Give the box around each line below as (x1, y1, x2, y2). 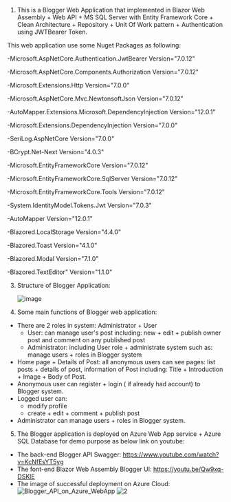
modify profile (27, 402, 67, 410)
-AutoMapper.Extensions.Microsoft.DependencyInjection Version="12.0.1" (7, 108, 216, 116)
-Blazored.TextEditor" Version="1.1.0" (7, 268, 113, 276)
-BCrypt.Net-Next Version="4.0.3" (7, 148, 104, 156)
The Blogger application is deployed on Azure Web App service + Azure (16, 430, 221, 438)
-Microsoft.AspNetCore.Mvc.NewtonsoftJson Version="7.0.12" (7, 94, 184, 103)
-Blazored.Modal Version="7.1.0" (7, 255, 99, 262)
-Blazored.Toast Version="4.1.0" (7, 241, 98, 249)
